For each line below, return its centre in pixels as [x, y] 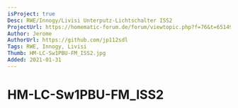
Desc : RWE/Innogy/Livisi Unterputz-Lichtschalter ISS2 [90, 20]
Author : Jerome [30, 34]
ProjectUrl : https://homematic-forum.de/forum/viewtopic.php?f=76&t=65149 [120, 27]
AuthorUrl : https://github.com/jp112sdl [68, 40]
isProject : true [31, 14]
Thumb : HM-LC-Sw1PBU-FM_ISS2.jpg [57, 54]
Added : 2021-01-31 [34, 60]
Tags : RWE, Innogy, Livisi [47, 47]
